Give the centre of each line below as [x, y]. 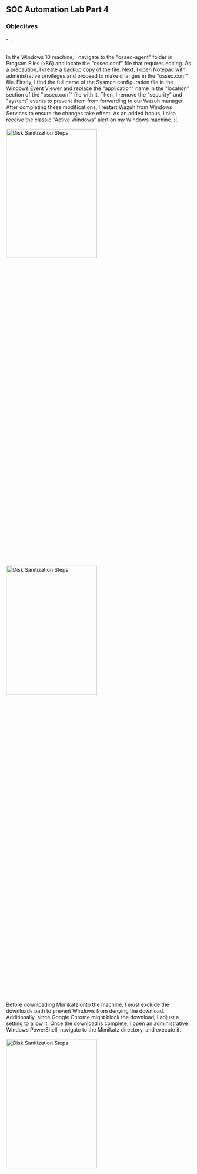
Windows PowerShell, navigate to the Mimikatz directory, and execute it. [94, 1029]
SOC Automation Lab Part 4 [57, 10]
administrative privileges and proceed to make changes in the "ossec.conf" [97, 75]
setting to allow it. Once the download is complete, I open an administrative [97, 1023]
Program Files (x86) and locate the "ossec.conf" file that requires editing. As [99, 63]
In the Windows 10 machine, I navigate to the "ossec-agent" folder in [89, 57]
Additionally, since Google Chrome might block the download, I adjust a [93, 1017]
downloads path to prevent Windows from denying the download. [85, 1011]
